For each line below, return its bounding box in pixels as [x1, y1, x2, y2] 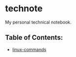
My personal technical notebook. [5, 19, 72, 25]
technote [5, 3, 43, 14]
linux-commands [12, 46, 47, 52]
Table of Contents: [5, 33, 63, 42]
